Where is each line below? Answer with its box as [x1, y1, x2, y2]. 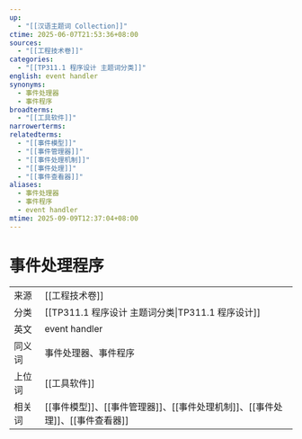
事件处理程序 [9, 255, 105, 275]
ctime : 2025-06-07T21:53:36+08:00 [9, 30, 139, 39]
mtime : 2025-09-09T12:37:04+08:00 [9, 213, 139, 223]
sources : [9, 38, 42, 48]
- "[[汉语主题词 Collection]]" [17, 22, 128, 31]
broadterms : [9, 105, 54, 114]
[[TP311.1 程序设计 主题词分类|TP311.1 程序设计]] [44, 306, 261, 318]
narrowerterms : [9, 122, 67, 131]
